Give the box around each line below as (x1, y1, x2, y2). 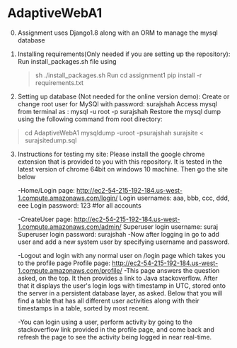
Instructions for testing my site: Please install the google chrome (17, 150, 205, 158)
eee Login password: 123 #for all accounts (17, 201, 141, 210)
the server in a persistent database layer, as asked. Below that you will (17, 288, 223, 297)
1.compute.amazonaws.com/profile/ (17, 266, 122, 274)
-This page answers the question (123, 266, 220, 274)
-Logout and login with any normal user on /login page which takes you (17, 251, 226, 259)
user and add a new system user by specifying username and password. (17, 237, 230, 246)
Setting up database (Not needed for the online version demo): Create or (17, 92, 230, 101)
